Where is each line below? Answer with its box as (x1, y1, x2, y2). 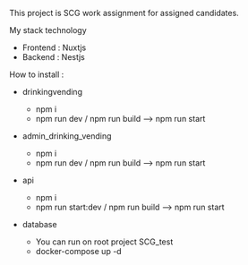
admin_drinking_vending (21, 131, 112, 141)
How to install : (9, 69, 64, 80)
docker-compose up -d (35, 246, 123, 256)
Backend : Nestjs (21, 52, 85, 62)
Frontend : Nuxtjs (21, 42, 87, 53)
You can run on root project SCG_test (35, 236, 174, 247)
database (21, 219, 57, 229)
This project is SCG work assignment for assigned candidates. (9, 8, 239, 18)
